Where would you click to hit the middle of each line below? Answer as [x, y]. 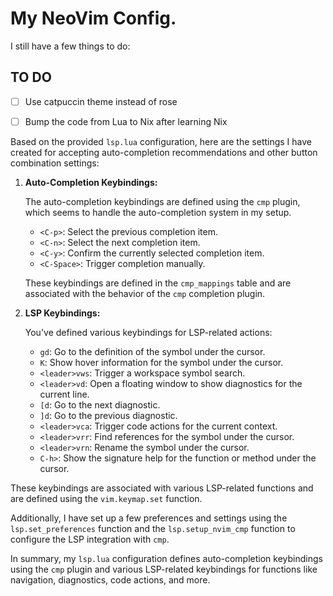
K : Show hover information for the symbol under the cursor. [161, 362]
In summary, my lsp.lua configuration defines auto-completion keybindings [166, 558]
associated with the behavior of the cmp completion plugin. [145, 293]
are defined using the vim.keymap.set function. [106, 498]
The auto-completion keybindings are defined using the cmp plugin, [162, 201]
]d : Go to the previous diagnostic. [108, 415]
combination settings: [55, 163]
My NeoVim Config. [93, 18]
